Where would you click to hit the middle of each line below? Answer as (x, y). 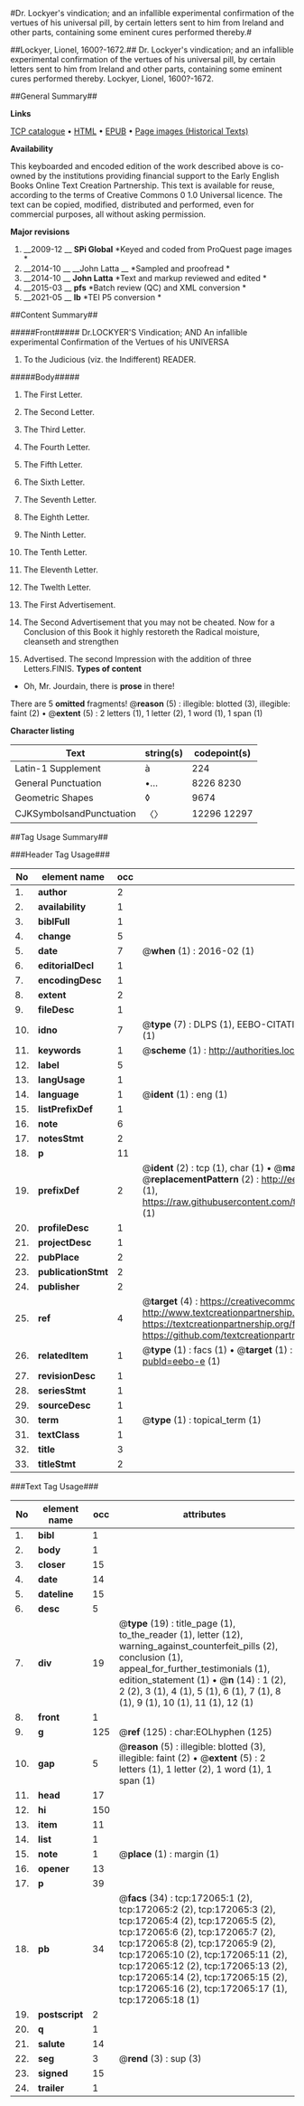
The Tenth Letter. (55, 552)
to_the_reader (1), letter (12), (181, 1634)
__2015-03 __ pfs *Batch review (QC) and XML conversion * (135, 288)
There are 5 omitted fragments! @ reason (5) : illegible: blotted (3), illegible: (151, 704)
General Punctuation (58, 783)
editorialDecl (66, 965)
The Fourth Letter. (57, 447)
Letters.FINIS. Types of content (83, 669)
